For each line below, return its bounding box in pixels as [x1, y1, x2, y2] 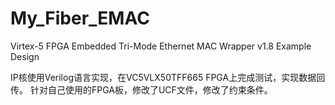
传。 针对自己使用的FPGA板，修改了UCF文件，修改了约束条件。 [10, 83, 273, 96]
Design [10, 50, 40, 62]
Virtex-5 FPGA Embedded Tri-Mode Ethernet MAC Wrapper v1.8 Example [10, 40, 312, 52]
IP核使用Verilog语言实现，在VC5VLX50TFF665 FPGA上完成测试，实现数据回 [10, 71, 326, 83]
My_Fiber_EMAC [10, 7, 150, 30]
